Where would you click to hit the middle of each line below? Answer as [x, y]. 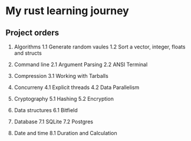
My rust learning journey [67, 11]
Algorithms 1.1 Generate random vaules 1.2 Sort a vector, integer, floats [100, 47]
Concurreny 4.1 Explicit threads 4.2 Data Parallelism [77, 87]
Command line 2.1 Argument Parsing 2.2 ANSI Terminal [81, 64]
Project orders [32, 33]
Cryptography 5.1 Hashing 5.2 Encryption [64, 99]
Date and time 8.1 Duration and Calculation [65, 133]
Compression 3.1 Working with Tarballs [61, 76]
